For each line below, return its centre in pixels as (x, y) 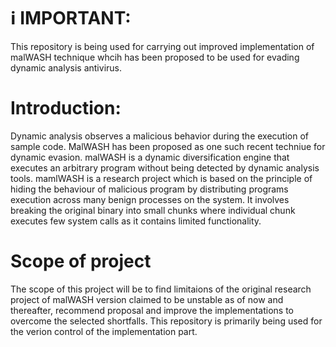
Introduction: (66, 108)
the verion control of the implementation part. (104, 331)
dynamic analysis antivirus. (66, 67)
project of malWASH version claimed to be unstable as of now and (147, 299)
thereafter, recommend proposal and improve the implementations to (152, 310)
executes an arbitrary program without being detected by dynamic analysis (165, 167)
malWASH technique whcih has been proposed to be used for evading (155, 57)
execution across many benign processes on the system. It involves (150, 199)
